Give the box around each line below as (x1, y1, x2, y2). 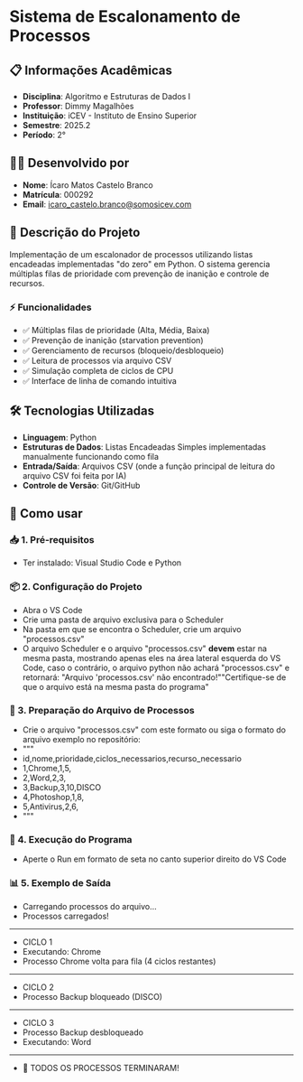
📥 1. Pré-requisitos (9, 534, 95, 546)
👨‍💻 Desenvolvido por (9, 155, 130, 171)
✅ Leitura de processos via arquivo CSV (22, 355, 172, 366)
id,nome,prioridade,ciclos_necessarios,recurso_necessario (22, 753, 242, 764)
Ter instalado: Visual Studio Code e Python (22, 557, 182, 568)
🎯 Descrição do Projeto (9, 225, 141, 240)
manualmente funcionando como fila (22, 451, 160, 462)
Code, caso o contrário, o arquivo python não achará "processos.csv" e (22, 662, 290, 673)
